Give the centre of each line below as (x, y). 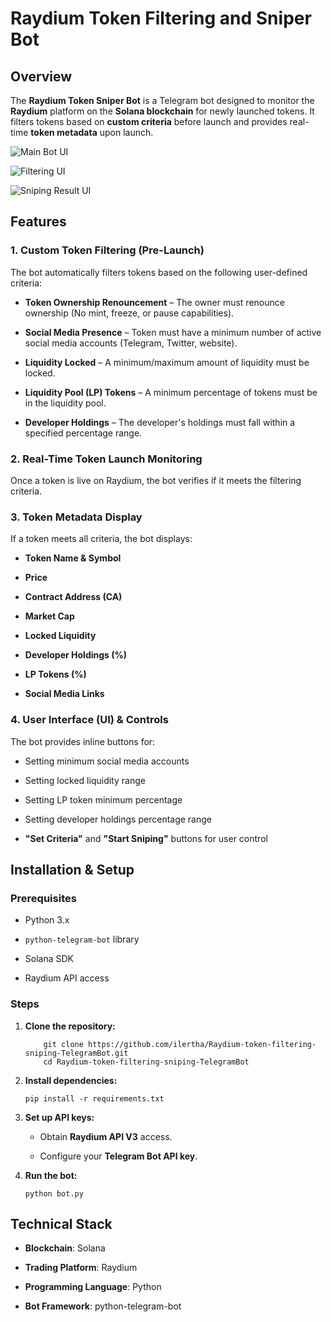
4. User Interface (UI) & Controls (89, 720)
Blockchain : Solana (65, 1248)
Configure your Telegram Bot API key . (118, 1156)
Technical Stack (61, 1223)
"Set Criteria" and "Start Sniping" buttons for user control (146, 838)
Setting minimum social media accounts (107, 761)
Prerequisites (43, 898)
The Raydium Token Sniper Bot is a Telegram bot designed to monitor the (162, 100)
